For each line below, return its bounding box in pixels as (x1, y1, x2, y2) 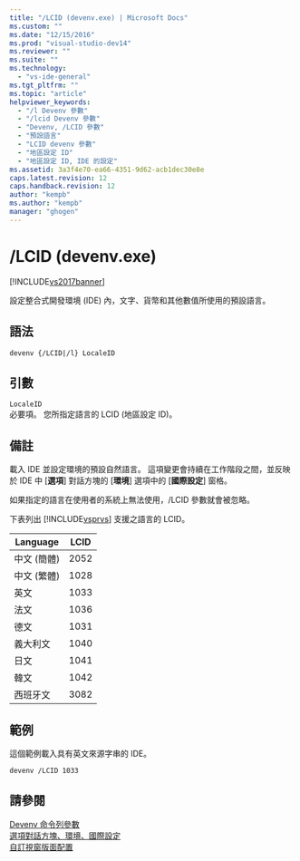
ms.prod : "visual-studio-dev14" (9, 38, 131, 48)
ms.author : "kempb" (9, 198, 83, 208)
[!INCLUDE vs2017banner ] (9, 276, 106, 286)
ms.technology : (9, 64, 67, 73)
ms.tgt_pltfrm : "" (9, 81, 79, 90)
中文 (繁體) (14, 570, 61, 583)
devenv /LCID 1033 (9, 766, 79, 775)
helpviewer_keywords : (9, 97, 92, 107)
